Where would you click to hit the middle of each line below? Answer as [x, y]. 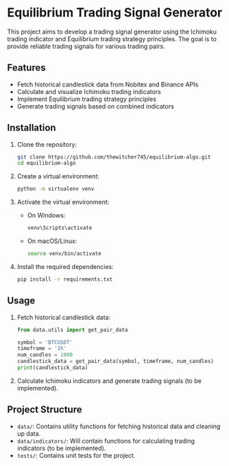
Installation [32, 128]
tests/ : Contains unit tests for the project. [76, 455]
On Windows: [46, 215]
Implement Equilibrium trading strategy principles [86, 99]
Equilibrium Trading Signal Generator [115, 13]
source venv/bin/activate [64, 254]
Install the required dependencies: [65, 266]
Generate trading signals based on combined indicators [96, 106]
